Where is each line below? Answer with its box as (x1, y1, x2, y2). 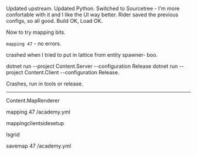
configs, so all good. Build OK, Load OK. (6, 18, 103, 24)
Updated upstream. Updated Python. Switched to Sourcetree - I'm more (6, 5, 180, 12)
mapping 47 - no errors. (6, 40, 62, 47)
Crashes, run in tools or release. (6, 80, 83, 87)
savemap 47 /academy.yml (6, 143, 72, 149)
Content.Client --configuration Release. (24, 69, 120, 75)
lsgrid (6, 131, 20, 138)
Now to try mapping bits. (6, 29, 66, 36)
